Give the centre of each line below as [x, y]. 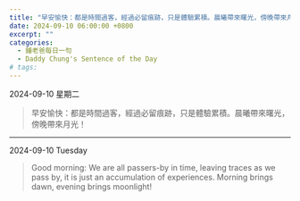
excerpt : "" [31, 34]
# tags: [24, 68]
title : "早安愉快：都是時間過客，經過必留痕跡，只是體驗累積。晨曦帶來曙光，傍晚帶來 [148, 17]
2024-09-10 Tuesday [48, 150]
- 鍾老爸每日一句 [45, 51]
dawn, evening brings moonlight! [92, 186]
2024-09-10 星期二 [45, 94]
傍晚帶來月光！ [58, 124]
